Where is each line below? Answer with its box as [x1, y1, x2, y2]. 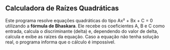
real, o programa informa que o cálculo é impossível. [5, 39, 116, 45]
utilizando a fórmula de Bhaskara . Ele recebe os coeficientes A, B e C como [5, 23, 165, 29]
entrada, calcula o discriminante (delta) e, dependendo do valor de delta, [5, 28, 159, 34]
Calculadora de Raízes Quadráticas [5, 4, 119, 13]
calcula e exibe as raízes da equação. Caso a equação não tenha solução [5, 33, 159, 39]
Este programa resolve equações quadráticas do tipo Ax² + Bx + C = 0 [5, 17, 153, 23]
